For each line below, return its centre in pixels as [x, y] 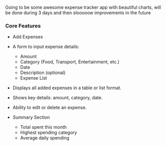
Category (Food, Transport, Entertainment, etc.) [70, 62]
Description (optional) [43, 72]
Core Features [23, 26]
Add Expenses [28, 37]
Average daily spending [45, 138]
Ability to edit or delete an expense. [50, 107]
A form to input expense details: [46, 47]
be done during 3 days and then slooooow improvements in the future [78, 13]
